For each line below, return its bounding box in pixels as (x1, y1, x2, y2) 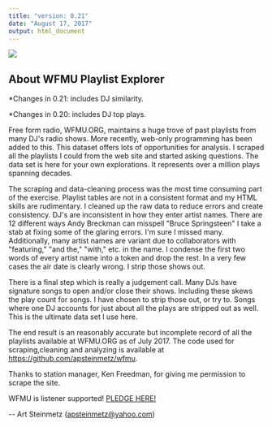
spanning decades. (8, 168, 73, 179)
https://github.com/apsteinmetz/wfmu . (8, 354, 138, 364)
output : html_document (8, 27, 85, 35)
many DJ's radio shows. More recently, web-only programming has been (8, 134, 253, 144)
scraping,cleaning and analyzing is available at (8, 345, 165, 355)
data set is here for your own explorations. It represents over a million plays (8, 160, 261, 170)
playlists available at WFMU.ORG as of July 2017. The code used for (8, 336, 235, 346)
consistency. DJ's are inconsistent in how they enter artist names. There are (8, 210, 263, 220)
